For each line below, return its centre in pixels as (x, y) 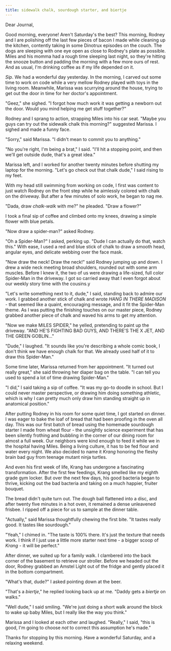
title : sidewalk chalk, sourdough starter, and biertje (66, 10)
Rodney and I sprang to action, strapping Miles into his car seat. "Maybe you (86, 119)
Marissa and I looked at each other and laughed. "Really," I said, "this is (80, 622)
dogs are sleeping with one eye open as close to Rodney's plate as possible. (86, 51)
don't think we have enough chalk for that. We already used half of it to (80, 351)
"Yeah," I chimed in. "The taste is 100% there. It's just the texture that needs (85, 534)
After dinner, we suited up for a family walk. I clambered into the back (78, 555)
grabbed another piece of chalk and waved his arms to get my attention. (81, 315)
